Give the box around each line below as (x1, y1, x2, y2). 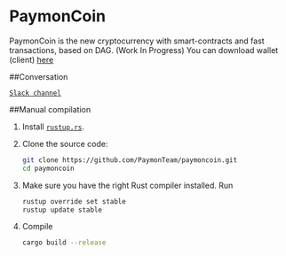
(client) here (9, 54, 54, 65)
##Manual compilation (9, 104, 91, 114)
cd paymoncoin (21, 164, 75, 173)
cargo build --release (21, 238, 107, 247)
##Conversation (9, 71, 68, 81)
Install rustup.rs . (21, 121, 84, 132)
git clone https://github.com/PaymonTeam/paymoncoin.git (21, 155, 238, 165)
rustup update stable (21, 206, 102, 214)
